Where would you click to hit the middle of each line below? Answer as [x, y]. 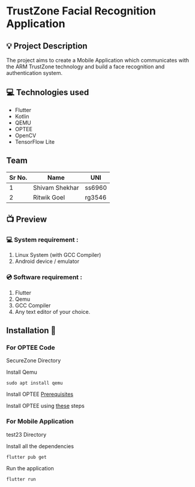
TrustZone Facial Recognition [81, 11]
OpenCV [25, 135]
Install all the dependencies [40, 446]
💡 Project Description [47, 46]
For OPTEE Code [31, 347]
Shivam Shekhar [56, 187]
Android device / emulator [47, 261]
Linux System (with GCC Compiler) [58, 255]
